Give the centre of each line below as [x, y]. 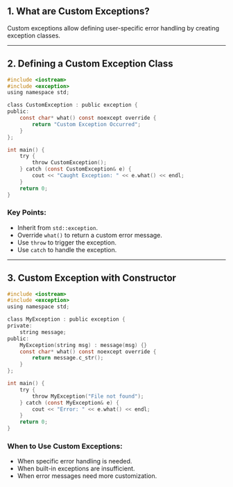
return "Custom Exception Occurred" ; [86, 124]
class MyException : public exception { [67, 319]
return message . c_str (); [68, 358]
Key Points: [27, 213]
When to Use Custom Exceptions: [65, 446]
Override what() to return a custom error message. [90, 235]
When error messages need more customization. [87, 476]
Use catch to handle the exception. [67, 249]
